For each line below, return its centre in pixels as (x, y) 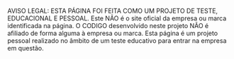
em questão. (26, 48)
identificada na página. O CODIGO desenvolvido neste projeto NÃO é (108, 26)
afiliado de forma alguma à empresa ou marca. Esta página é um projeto (113, 33)
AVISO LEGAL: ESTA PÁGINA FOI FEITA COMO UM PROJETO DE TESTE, (113, 11)
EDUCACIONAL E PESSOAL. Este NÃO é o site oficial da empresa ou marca (117, 18)
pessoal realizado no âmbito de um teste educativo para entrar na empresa (117, 41)
